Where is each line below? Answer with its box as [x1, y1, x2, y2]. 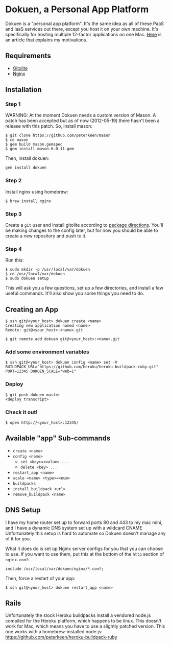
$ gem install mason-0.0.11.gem [5, 147, 74, 152]
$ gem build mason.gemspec [5, 142, 63, 147]
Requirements [5, 52, 51, 60]
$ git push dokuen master [5, 392, 60, 397]
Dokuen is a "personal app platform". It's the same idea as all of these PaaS [5, 20, 164, 27]
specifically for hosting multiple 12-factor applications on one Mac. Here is [5, 31, 162, 37]
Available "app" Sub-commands [5, 434, 111, 443]
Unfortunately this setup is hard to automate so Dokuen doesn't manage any [5, 530, 166, 536]
